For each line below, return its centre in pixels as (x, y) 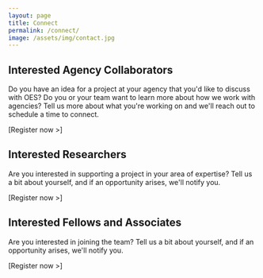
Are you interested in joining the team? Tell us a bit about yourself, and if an (131, 241)
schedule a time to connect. (53, 114)
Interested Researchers (67, 154)
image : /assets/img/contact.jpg (61, 38)
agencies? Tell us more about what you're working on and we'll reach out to (132, 106)
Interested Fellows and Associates (95, 223)
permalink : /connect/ (44, 30)
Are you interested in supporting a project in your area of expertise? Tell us (130, 174)
